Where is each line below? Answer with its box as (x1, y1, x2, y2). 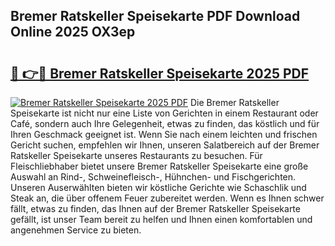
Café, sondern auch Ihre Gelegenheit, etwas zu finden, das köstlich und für (10, 118, 320, 129)
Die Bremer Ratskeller (189, 97, 280, 108)
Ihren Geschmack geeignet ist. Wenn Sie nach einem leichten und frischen (10, 129, 318, 140)
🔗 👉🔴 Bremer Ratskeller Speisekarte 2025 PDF (10, 65, 310, 82)
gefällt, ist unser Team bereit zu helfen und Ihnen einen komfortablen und (10, 214, 313, 225)
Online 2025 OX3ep (10, 24, 136, 41)
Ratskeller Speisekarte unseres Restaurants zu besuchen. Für (10, 150, 263, 161)
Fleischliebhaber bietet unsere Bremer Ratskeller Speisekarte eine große (10, 160, 309, 172)
